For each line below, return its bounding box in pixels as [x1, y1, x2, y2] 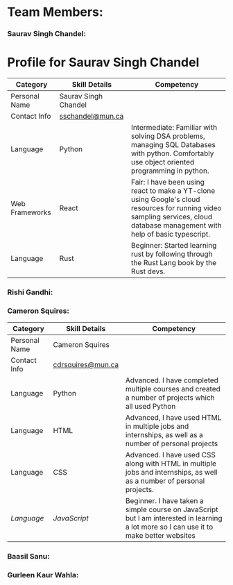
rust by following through [130, 249, 213, 259]
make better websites [125, 531, 196, 541]
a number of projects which [125, 393, 215, 402]
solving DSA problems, [130, 131, 206, 141]
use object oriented [130, 158, 195, 167]
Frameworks [10, 207, 51, 217]
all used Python [125, 402, 176, 412]
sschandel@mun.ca [59, 112, 124, 121]
